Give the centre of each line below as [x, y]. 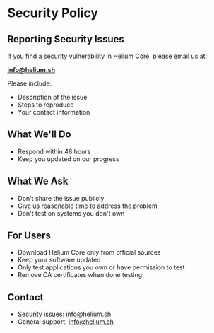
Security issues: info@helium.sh [64, 314]
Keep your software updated [59, 260]
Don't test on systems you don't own [71, 213]
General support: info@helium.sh [66, 322]
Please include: [30, 83]
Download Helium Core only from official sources [89, 252]
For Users [29, 236]
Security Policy [53, 13]
